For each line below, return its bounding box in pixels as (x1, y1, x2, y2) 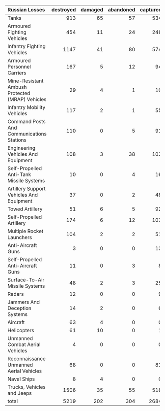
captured (139, 6, 162, 13)
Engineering (7, 145, 36, 151)
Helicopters (7, 327, 34, 334)
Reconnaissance (7, 355, 46, 362)
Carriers (7, 69, 27, 76)
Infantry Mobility (7, 104, 46, 110)
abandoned (108, 6, 136, 13)
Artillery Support (7, 185, 46, 192)
